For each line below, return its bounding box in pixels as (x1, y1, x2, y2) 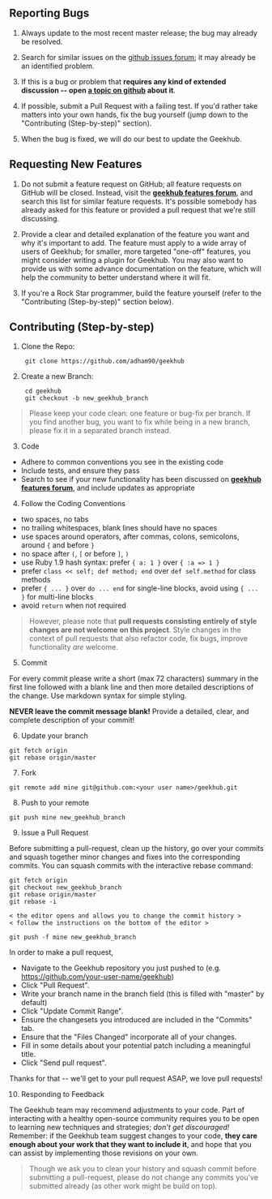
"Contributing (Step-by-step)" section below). (20, 296, 174, 307)
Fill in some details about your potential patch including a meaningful (20, 1041, 251, 1051)
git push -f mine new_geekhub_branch (9, 933, 137, 942)
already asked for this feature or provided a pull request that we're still (20, 204, 256, 214)
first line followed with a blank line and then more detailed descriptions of (9, 682, 254, 692)
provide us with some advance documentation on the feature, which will (20, 264, 261, 273)
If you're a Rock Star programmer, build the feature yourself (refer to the (20, 288, 262, 298)
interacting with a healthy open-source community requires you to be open (9, 1114, 260, 1124)
